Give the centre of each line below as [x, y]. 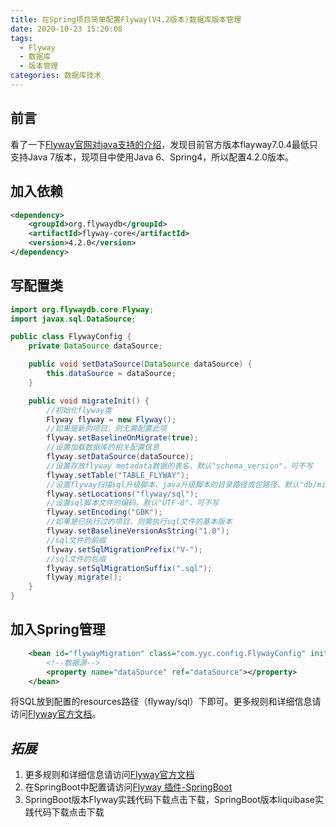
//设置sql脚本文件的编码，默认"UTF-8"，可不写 [133, 503]
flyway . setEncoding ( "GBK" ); [104, 512]
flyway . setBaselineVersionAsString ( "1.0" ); [138, 531]
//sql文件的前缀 [76, 540]
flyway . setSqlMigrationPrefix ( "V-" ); [124, 549]
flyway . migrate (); [84, 577]
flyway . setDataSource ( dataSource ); [120, 457]
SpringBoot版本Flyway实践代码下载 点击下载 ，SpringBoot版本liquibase [169, 800]
